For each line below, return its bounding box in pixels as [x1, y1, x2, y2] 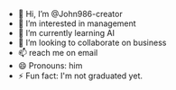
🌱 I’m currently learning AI [17, 28, 116, 38]
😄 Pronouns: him [17, 60, 83, 71]
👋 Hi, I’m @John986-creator [17, 9, 124, 19]
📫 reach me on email [17, 48, 98, 58]
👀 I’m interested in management [17, 18, 137, 29]
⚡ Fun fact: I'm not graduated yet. [17, 70, 143, 81]
